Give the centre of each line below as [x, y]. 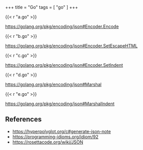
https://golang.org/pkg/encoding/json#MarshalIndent [60, 104]
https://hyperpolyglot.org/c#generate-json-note [62, 131]
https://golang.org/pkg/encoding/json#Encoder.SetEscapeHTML [71, 46]
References [23, 119]
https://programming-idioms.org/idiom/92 [55, 137]
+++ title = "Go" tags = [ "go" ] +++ [42, 7]
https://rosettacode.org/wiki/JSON [48, 142]
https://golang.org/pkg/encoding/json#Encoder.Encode [62, 26]
